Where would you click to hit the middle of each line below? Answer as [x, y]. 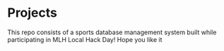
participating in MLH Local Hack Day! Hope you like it [85, 39]
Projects [33, 13]
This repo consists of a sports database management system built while [112, 32]
